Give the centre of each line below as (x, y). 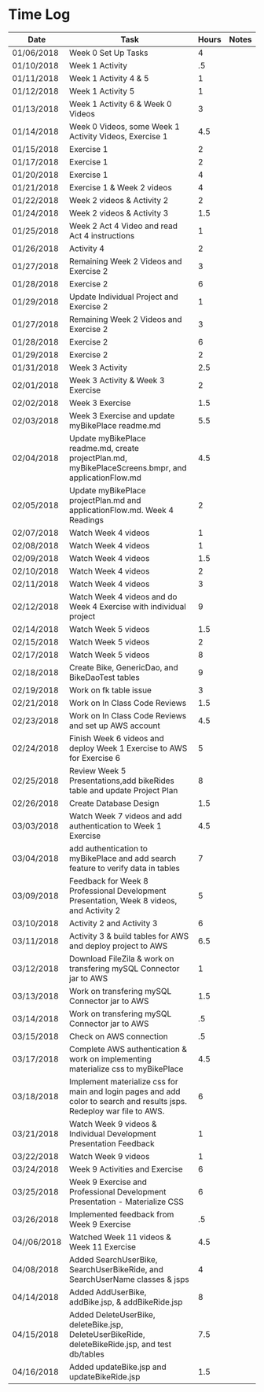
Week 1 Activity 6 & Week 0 (121, 104)
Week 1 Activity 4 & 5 (109, 78)
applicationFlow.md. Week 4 (122, 510)
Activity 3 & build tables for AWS (129, 936)
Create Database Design (114, 803)
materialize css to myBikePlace (126, 1069)
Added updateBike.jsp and (118, 1367)
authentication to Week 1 (116, 825)
